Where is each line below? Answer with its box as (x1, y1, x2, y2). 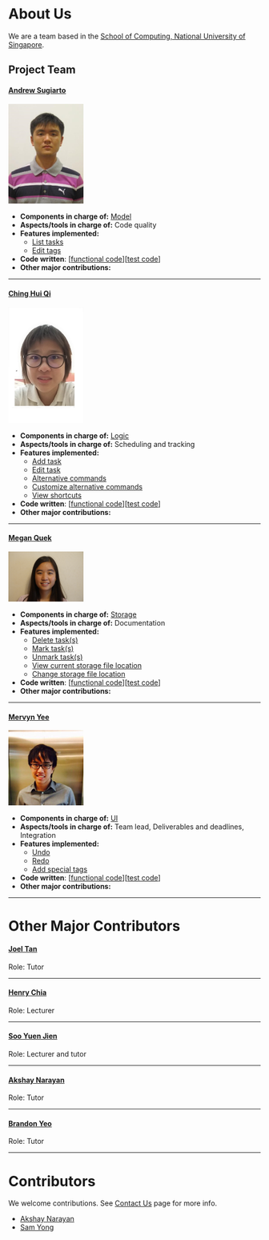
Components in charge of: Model (19, 211, 132, 221)
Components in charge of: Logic (19, 430, 130, 441)
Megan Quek (8, 533, 52, 543)
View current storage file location (31, 661, 143, 670)
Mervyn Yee (8, 712, 50, 722)
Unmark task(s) (31, 652, 83, 662)
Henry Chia (8, 988, 47, 997)
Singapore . (8, 39, 45, 49)
